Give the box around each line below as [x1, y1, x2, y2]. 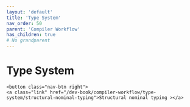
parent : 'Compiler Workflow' [6, 26, 80, 32]
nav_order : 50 [6, 20, 43, 26]
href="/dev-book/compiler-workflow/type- [49, 89, 157, 95]
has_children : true [6, 32, 56, 38]
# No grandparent [6, 37, 51, 43]
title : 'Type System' [6, 15, 62, 21]
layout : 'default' [6, 9, 53, 15]
